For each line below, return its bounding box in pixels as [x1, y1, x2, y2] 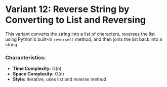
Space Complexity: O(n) [12, 71, 64, 77]
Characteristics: [5, 54, 46, 61]
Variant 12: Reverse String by [5, 4, 130, 15]
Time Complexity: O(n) [12, 65, 62, 71]
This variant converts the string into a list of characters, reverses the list [5, 31, 155, 37]
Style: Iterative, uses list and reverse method [12, 76, 107, 82]
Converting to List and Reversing [5, 14, 146, 26]
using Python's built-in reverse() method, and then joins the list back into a [5, 36, 162, 42]
